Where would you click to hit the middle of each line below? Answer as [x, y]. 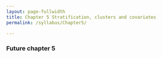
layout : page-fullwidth [36, 12]
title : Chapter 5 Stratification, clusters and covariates [81, 17]
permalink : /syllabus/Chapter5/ [46, 22]
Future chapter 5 [31, 49]
